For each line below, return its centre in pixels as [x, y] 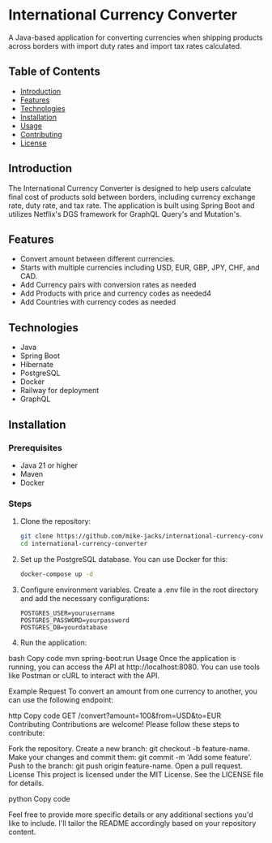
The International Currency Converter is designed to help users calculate [130, 188]
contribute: [27, 733]
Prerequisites [35, 447]
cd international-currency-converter [84, 544]
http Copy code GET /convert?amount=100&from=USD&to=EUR [115, 715]
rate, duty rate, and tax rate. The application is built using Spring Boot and [132, 205]
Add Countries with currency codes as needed [98, 302]
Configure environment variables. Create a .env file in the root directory [139, 590]
